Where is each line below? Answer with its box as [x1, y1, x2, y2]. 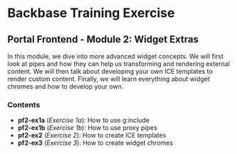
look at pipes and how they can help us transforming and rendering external [7, 60, 230, 68]
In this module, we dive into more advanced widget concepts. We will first [7, 52, 224, 60]
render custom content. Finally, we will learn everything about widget [7, 75, 210, 83]
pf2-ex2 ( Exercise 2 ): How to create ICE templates [17, 131, 167, 140]
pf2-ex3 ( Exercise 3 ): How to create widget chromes [17, 138, 173, 147]
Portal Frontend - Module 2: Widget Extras [7, 33, 199, 45]
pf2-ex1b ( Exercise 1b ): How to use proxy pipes [17, 123, 158, 132]
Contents [7, 99, 41, 109]
